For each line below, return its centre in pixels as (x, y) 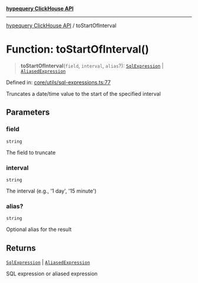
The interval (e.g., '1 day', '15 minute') (51, 191)
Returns (21, 248)
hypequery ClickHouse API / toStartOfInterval (61, 25)
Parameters (28, 113)
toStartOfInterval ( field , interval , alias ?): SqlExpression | (92, 66)
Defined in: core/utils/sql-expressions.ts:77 (58, 82)
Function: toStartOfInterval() (77, 49)
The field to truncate (31, 152)
